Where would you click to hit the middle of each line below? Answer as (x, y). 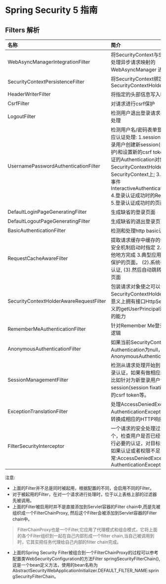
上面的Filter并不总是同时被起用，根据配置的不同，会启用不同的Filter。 (83, 488)
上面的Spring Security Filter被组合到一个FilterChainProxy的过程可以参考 (85, 553)
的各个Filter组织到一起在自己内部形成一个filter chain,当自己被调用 (83, 536)
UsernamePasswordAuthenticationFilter (54, 166)
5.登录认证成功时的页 (136, 203)
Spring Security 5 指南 (51, 10)
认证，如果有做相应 (138, 373)
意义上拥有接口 (128, 301)
